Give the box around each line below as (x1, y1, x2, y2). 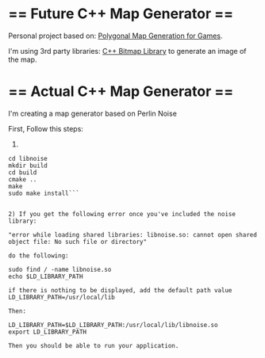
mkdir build (8, 162, 48, 169)
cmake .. (8, 175, 37, 183)
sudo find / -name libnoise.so (8, 265, 112, 273)
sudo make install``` (8, 189, 80, 197)
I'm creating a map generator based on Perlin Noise (8, 109, 177, 118)
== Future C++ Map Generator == (8, 5, 234, 23)
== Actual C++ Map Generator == (8, 82, 234, 101)
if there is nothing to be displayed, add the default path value (8, 286, 232, 294)
